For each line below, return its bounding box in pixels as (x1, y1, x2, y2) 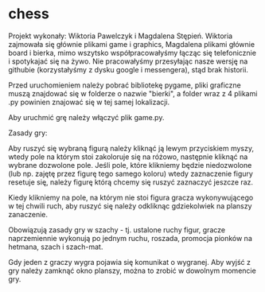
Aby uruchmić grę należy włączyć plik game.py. (8, 112, 165, 122)
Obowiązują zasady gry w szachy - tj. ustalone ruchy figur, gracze (8, 224, 225, 235)
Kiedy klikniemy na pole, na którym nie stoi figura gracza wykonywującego (8, 193, 254, 202)
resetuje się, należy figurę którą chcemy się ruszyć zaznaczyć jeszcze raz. (8, 177, 253, 187)
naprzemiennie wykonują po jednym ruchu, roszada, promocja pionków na (8, 233, 252, 243)
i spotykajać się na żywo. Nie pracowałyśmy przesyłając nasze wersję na (8, 56, 248, 66)
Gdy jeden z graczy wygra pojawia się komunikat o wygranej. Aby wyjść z (8, 257, 251, 267)
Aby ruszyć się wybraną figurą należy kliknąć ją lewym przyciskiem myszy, (8, 143, 255, 153)
